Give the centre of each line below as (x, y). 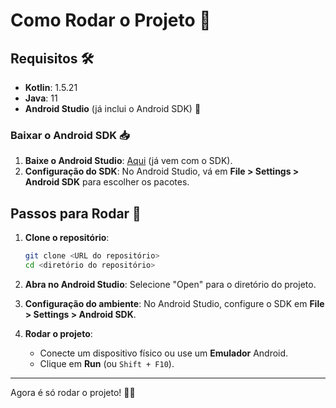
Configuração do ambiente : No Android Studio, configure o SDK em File (174, 303)
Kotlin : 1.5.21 (51, 87)
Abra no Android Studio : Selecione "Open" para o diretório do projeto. (170, 284)
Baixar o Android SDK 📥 (70, 135)
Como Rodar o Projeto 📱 (111, 20)
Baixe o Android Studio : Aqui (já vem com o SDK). (128, 161)
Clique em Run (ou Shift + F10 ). (107, 363)
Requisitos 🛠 (52, 58)
